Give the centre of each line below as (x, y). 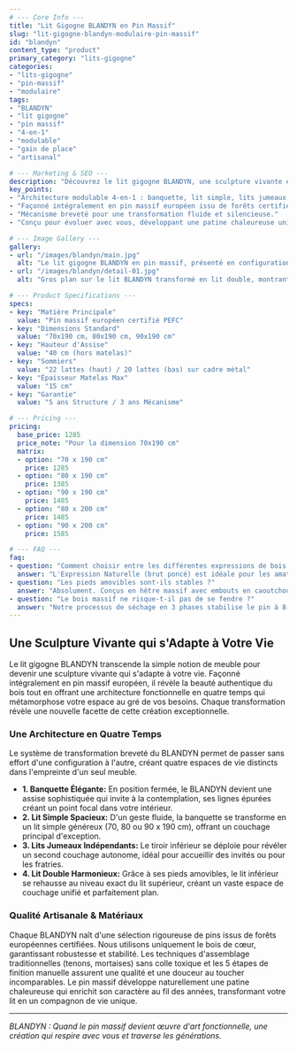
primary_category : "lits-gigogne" (73, 58)
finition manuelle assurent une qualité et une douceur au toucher (127, 972)
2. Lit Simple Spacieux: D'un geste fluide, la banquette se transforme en (154, 817)
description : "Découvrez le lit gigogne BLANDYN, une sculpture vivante (146, 181)
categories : (31, 67)
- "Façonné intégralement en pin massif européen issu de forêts (132, 206)
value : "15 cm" (45, 386)
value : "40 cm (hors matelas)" (75, 353)
